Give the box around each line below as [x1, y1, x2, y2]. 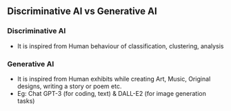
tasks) [17, 97, 35, 105]
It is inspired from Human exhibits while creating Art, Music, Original [17, 74, 211, 83]
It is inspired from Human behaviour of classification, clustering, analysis [17, 41, 224, 50]
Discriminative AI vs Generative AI [7, 6, 157, 17]
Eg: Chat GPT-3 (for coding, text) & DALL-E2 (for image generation [17, 89, 207, 97]
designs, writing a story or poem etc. [17, 82, 122, 90]
